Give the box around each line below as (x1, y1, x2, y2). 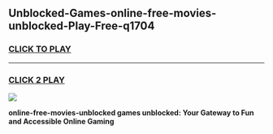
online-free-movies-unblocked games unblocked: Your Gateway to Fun (8, 107, 254, 117)
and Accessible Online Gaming (8, 116, 115, 126)
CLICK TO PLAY (8, 44, 71, 55)
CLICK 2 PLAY (8, 74, 65, 85)
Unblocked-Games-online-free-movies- (8, 6, 217, 20)
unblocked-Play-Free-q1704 (8, 19, 155, 33)
